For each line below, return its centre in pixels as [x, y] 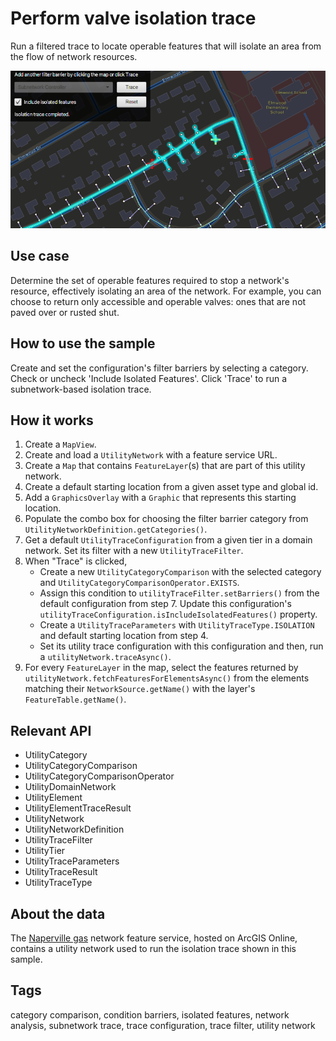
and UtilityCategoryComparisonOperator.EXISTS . [139, 583]
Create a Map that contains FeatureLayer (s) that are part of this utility [165, 466]
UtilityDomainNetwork [70, 787]
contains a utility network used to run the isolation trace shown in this [153, 948]
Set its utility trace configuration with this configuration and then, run [181, 646]
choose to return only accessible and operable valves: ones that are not [158, 301]
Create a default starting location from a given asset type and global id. [171, 487]
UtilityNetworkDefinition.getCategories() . [116, 529]
